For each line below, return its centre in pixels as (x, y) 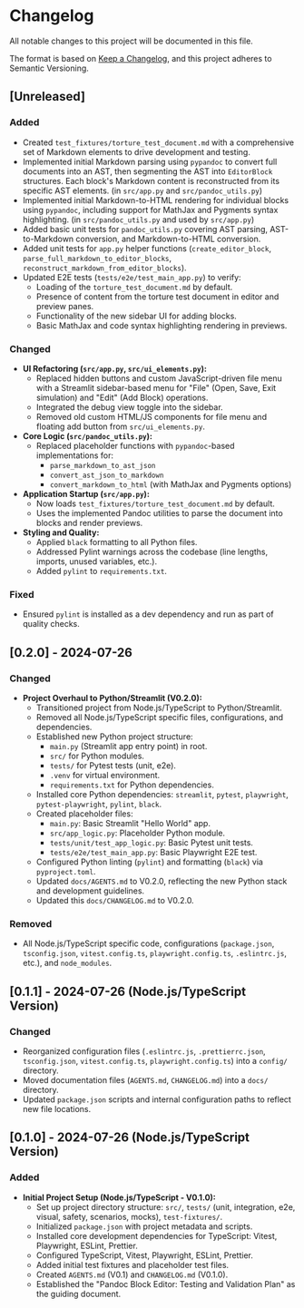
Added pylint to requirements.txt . (102, 571)
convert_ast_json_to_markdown (107, 475)
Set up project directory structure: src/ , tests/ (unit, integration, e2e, (166, 1206)
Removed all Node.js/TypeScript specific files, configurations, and (160, 717)
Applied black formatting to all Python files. (117, 542)
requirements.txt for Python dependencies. (132, 785)
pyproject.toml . (66, 871)
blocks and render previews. (89, 522)
